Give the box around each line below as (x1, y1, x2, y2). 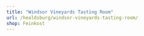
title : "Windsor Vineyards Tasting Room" (6, 9, 114, 15)
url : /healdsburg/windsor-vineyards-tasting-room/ (6, 15, 138, 21)
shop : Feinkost (6, 20, 45, 26)
